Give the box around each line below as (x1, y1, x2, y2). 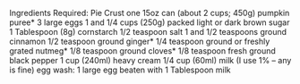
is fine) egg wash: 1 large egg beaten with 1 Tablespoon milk (9, 64, 231, 75)
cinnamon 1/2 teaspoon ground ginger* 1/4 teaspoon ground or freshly (9, 36, 270, 46)
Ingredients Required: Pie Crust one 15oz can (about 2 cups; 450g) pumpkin (9, 8, 290, 18)
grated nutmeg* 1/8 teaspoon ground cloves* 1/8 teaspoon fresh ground (9, 46, 276, 56)
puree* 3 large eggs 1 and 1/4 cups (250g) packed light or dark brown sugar (9, 17, 290, 28)
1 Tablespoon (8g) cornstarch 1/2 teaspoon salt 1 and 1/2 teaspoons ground (9, 27, 287, 37)
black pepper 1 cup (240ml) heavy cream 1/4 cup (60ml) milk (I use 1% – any (9, 55, 292, 65)
